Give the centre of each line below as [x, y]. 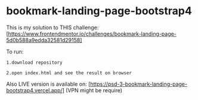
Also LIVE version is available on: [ [48, 84]
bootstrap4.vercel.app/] [35, 90]
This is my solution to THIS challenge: [52, 27]
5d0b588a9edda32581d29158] [44, 40]
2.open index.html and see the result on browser [69, 73]
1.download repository [34, 62]
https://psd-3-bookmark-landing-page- [139, 84]
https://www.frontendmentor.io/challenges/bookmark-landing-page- [92, 33]
